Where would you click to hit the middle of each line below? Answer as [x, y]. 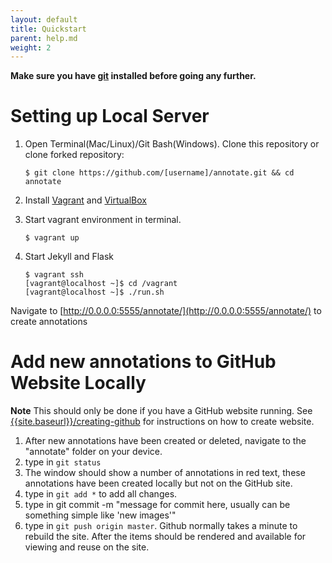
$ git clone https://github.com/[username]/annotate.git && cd [159, 173]
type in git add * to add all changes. [101, 494]
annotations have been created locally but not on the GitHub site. [158, 483]
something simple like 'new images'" [100, 515]
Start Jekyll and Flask [69, 257]
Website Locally [78, 383]
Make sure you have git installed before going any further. [133, 76]
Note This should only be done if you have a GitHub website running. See [161, 411]
